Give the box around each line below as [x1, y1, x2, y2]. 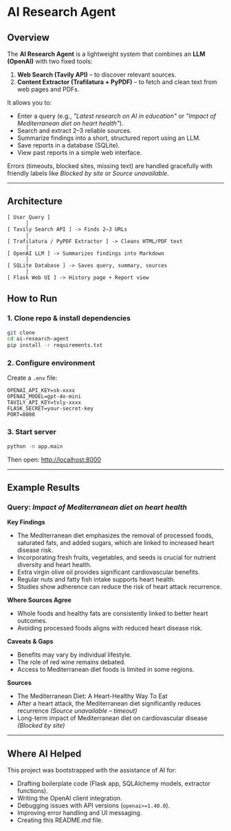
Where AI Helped [7, 748, 82, 759]
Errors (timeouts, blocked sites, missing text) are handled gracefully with [7, 162, 213, 170]
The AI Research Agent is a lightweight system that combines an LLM [7, 50, 206, 58]
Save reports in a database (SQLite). [16, 141, 120, 149]
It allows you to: [7, 99, 52, 107]
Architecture [7, 196, 63, 207]
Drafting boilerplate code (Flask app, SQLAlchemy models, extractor [16, 779, 211, 788]
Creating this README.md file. [16, 816, 103, 824]
